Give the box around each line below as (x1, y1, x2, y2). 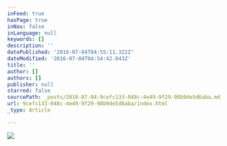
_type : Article (7, 107, 51, 113)
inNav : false (7, 23, 45, 30)
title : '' (7, 62, 36, 69)
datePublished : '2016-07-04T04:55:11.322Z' (7, 49, 135, 56)
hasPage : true (7, 17, 48, 24)
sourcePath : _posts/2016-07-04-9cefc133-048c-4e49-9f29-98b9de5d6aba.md (7, 94, 221, 101)
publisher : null (7, 81, 54, 88)
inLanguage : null (7, 29, 57, 37)
